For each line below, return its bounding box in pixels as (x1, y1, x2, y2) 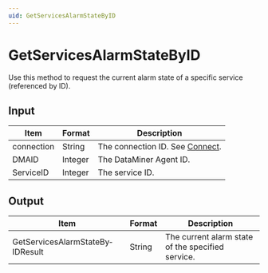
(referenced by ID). (8, 81, 71, 90)
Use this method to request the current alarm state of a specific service (8, 73, 243, 82)
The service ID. (97, 167, 155, 178)
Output (8, 194, 44, 208)
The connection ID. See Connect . (97, 141, 222, 152)
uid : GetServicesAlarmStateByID (8, 11, 116, 20)
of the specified (164, 241, 225, 252)
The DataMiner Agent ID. (97, 154, 191, 165)
